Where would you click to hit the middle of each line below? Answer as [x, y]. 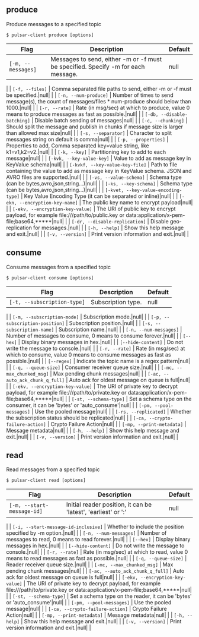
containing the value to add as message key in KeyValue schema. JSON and [99, 171]
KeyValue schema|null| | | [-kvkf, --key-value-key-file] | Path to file [92, 164]
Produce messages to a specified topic [54, 24]
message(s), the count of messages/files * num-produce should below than [99, 101]
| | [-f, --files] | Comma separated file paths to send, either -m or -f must [99, 89]
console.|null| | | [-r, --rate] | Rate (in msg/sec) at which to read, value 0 [97, 552]
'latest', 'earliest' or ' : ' [96, 512]
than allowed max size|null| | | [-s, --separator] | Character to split [89, 133]
